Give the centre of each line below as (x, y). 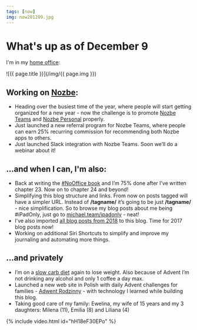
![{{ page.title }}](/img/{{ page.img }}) (51, 74)
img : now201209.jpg (30, 17)
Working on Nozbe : (42, 92)
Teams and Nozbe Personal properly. (59, 119)
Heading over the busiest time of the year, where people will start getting (103, 107)
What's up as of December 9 (77, 46)
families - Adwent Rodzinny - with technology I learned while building (99, 291)
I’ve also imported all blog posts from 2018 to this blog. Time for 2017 (98, 221)
